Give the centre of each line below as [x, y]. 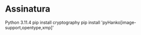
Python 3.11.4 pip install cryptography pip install [53, 22]
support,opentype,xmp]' [29, 27]
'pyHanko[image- [119, 22]
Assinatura [28, 9]
